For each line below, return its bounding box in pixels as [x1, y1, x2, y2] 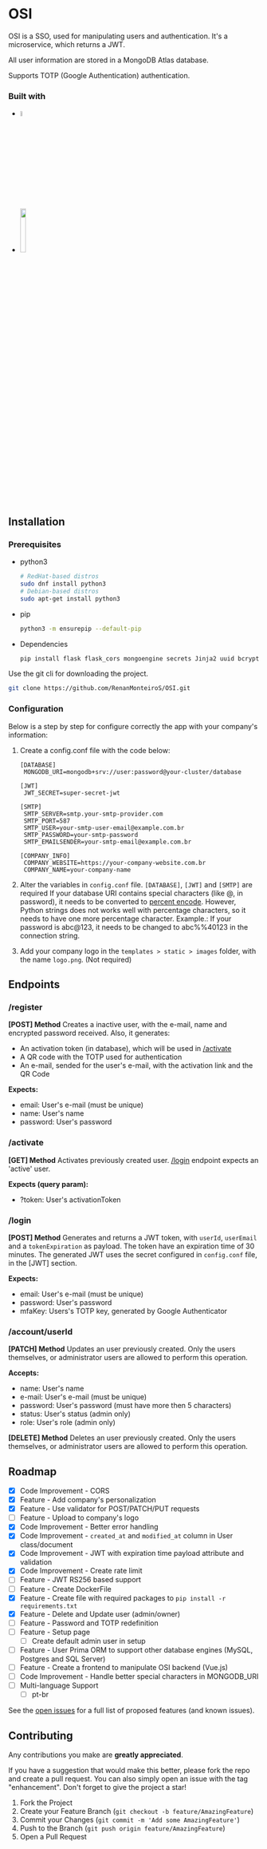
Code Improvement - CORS [19, 1486, 110, 1495]
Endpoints [8, 978, 61, 991]
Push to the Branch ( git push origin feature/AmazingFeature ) [19, 1823, 226, 1833]
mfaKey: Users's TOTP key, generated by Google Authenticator [19, 1306, 228, 1315]
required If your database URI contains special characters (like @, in [19, 888, 243, 898]
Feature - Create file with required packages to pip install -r [19, 1593, 226, 1602]
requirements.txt [19, 1602, 78, 1610]
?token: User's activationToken [19, 1195, 121, 1204]
